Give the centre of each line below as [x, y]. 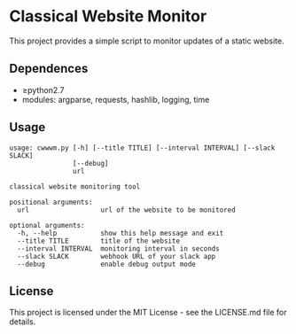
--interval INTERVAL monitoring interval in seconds [118, 249]
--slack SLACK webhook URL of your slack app [117, 256]
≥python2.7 [43, 89]
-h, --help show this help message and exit [121, 233]
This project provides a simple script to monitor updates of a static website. [147, 41]
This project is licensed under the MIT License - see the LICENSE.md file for [148, 313]
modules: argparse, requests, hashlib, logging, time [116, 99]
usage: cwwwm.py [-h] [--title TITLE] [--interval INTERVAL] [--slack [142, 148]
